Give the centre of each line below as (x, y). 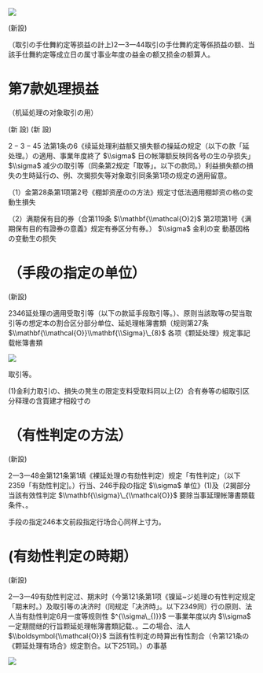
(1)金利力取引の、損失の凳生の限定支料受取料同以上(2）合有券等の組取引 (126, 390)
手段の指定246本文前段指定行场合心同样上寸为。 (87, 521)
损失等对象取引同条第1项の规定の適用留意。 (161, 175)
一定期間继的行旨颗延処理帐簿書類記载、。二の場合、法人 (99, 626)
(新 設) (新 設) (30, 129)
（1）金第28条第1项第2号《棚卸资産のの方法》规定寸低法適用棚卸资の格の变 (131, 192)
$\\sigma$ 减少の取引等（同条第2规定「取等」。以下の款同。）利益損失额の (128, 165)
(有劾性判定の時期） (73, 557)
